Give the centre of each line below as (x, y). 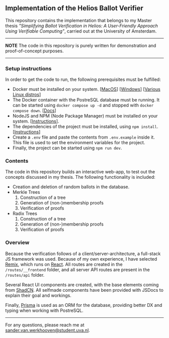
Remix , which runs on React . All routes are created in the (64, 264)
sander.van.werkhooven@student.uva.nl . (48, 330)
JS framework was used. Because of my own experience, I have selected (81, 259)
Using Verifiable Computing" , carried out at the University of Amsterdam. (81, 31)
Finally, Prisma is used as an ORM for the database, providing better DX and (84, 305)
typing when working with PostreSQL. (45, 310)
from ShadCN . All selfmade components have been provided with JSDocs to (84, 290)
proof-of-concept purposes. (34, 51)
